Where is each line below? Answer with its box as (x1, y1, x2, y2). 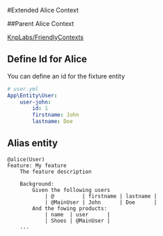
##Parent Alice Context (7, 20, 75, 27)
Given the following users (32, 186, 111, 193)
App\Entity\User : (7, 92, 58, 99)
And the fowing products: (32, 204, 108, 212)
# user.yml (7, 85, 39, 92)
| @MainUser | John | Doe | (44, 199, 157, 206)
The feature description (20, 168, 92, 175)
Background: (20, 180, 54, 188)
